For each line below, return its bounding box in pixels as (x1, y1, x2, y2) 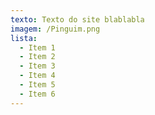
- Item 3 (19, 61, 56, 71)
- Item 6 (19, 89, 56, 99)
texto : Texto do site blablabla (10, 14, 145, 25)
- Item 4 (19, 71, 56, 81)
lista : (10, 33, 38, 43)
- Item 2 (19, 52, 56, 62)
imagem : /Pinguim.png (10, 24, 101, 34)
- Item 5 (19, 80, 56, 90)
